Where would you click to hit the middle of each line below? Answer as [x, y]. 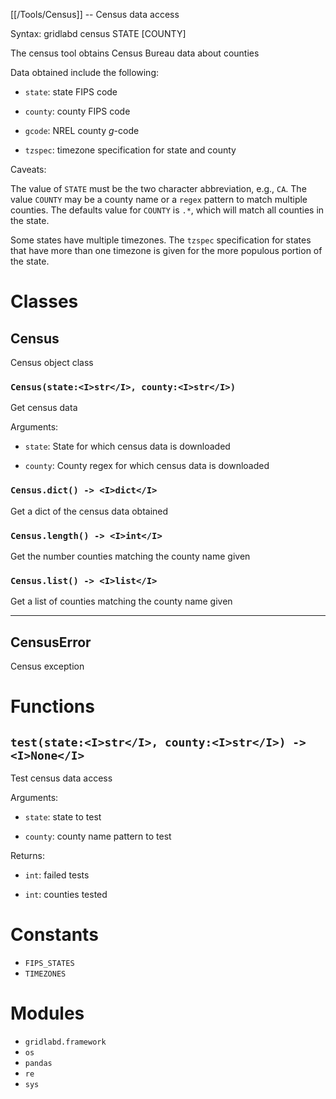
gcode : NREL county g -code [82, 130]
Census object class [52, 362]
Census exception [47, 666]
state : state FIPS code [71, 92]
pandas [38, 1063]
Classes [44, 301]
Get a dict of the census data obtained [89, 511]
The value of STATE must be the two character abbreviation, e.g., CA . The [158, 188]
